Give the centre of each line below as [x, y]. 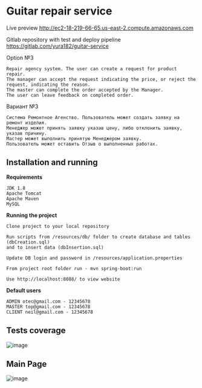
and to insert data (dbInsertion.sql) [55, 247]
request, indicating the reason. [48, 85]
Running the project [32, 215]
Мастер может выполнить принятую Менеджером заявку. [74, 138]
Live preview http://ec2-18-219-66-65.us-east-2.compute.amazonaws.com [100, 28]
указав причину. [27, 133]
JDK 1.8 [16, 188]
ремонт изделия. [27, 123]
